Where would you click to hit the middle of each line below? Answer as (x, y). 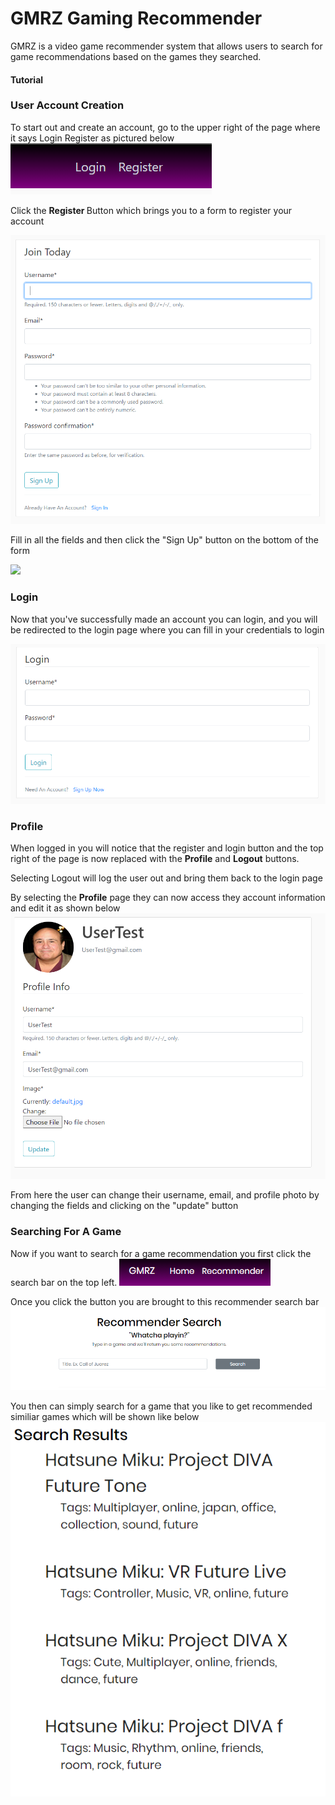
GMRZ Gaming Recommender (136, 18)
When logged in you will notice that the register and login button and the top (167, 848)
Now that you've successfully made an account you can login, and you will (164, 619)
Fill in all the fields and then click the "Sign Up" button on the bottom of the (164, 540)
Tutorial (27, 79)
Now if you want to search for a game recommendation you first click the (161, 1253)
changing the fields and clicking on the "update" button (124, 1206)
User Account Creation (67, 105)
